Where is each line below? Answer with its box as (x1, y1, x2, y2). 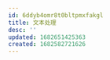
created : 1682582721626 (8, 41, 86, 48)
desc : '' (8, 26, 37, 34)
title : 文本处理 (8, 19, 57, 26)
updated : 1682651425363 (8, 33, 86, 41)
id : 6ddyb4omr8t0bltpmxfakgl (8, 11, 104, 19)
